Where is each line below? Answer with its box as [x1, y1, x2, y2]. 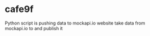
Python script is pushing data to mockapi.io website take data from [5, 20, 145, 26]
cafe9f [5, 3, 34, 15]
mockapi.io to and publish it [5, 25, 63, 31]
